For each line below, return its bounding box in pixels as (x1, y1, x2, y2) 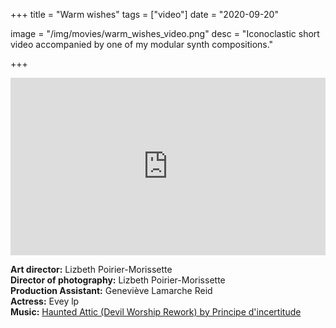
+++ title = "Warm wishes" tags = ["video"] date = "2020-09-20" (10, 9, 279, 20)
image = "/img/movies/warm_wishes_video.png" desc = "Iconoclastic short (10, 28, 320, 39)
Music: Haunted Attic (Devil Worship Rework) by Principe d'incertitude (10, 305, 302, 318)
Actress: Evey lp (10, 295, 80, 307)
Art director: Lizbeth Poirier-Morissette (10, 263, 173, 275)
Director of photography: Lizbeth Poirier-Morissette (10, 274, 226, 286)
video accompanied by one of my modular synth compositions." (10, 39, 274, 50)
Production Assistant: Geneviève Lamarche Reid (10, 284, 213, 296)
